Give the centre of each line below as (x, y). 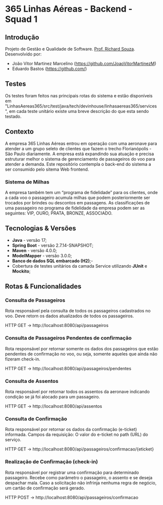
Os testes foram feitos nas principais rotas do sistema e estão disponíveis (79, 95)
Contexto (19, 132)
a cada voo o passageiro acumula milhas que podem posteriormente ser (78, 198)
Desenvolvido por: (23, 54)
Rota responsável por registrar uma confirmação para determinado (72, 472)
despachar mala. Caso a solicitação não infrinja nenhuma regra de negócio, (81, 483)
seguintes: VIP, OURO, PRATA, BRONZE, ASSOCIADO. (59, 213)
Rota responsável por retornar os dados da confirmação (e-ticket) (71, 430)
